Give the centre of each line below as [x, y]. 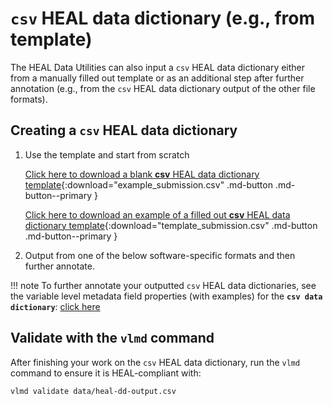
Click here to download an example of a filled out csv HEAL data [157, 214]
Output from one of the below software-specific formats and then [160, 255]
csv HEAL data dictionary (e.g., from [163, 18]
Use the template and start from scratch [107, 154]
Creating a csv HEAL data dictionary [124, 130]
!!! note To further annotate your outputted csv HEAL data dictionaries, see [163, 285]
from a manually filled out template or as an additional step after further [157, 78]
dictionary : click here [55, 306]
